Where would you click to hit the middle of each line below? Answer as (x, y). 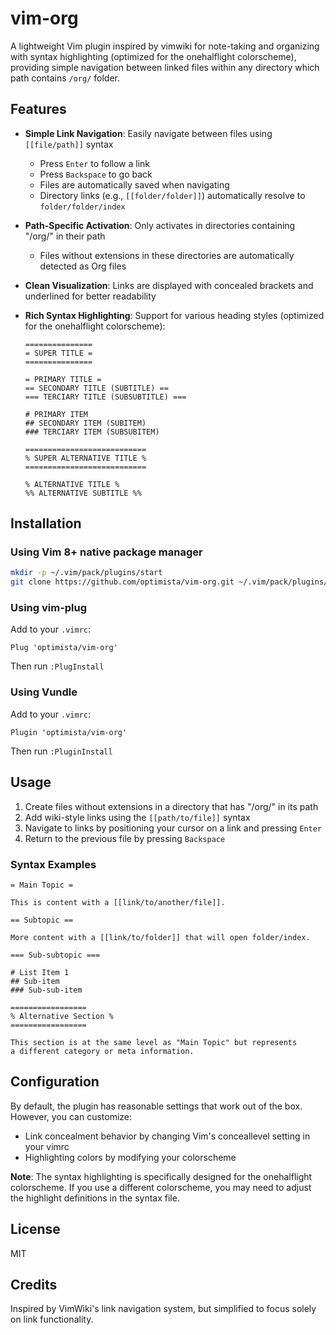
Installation (46, 523)
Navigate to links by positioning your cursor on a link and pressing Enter (173, 828)
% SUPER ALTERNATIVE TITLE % (85, 458)
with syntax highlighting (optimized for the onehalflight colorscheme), (153, 56)
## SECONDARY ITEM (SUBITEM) (85, 423)
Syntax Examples (53, 864)
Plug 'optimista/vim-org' (64, 648)
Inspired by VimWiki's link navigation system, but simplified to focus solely (163, 1309)
